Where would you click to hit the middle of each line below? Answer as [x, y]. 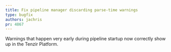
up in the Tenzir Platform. [32, 44]
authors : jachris [24, 19]
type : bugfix [19, 15]
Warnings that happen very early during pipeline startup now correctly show [86, 39]
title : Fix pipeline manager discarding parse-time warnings [72, 10]
